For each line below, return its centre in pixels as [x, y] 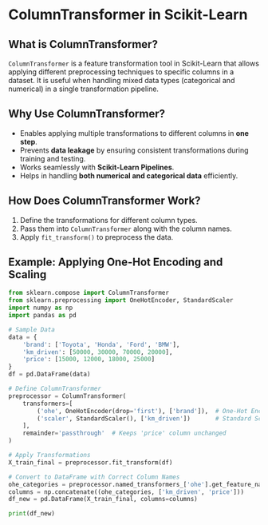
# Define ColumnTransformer [55, 389]
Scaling [28, 274]
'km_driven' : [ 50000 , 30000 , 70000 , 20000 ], [98, 352]
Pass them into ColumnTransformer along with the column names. [126, 229]
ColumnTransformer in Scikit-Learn [128, 15]
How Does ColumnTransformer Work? [104, 201]
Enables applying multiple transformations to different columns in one [134, 133]
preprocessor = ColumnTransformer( [67, 396]
